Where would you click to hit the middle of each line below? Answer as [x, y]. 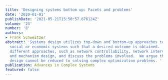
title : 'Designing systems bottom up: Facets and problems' [69, 10]
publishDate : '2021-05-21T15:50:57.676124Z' [52, 19]
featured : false [22, 70]
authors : [14, 33]
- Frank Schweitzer [25, 38]
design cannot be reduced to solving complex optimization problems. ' [86, 61]
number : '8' [17, 28]
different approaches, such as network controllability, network [79, 51]
